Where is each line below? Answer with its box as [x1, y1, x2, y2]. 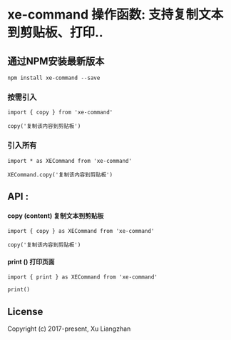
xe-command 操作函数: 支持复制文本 [7, 6, 224, 23]
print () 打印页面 [7, 257, 55, 266]
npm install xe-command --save [7, 74, 101, 81]
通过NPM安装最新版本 [7, 55, 105, 67]
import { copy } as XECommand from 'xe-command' [7, 228, 155, 235]
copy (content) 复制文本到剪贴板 [7, 211, 104, 220]
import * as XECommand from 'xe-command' [7, 157, 133, 164]
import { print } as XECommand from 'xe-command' [7, 274, 158, 281]
